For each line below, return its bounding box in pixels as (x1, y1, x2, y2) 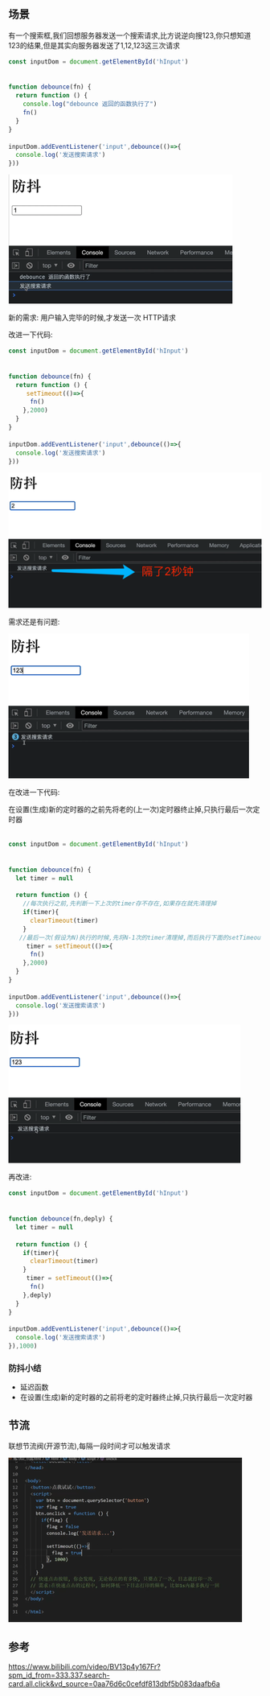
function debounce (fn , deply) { (8, 1215, 113, 1223)
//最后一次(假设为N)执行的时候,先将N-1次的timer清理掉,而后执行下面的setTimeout (18, 933, 265, 941)
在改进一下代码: (8, 788, 60, 797)
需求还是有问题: (8, 617, 60, 627)
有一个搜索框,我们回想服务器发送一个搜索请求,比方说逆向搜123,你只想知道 (8, 31, 252, 40)
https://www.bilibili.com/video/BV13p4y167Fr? (8, 1662, 161, 1672)
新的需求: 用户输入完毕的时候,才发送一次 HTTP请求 (8, 313, 177, 323)
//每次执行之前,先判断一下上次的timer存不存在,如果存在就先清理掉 (22, 899, 217, 908)
